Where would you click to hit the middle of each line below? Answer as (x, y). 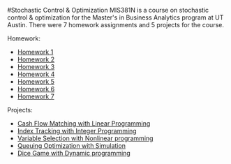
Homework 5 (36, 82)
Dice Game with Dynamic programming (74, 153)
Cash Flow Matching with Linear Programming (84, 124)
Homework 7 (36, 96)
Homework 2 (36, 59)
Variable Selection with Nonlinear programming (85, 138)
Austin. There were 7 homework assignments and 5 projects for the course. (116, 25)
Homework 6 (36, 89)
